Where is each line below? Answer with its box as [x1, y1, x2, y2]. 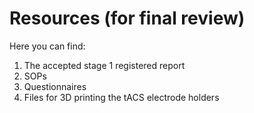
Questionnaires [23, 80, 87, 92]
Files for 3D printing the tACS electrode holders [23, 91, 220, 103]
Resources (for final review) [9, 7, 246, 30]
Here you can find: [9, 40, 86, 52]
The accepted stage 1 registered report [23, 59, 186, 71]
